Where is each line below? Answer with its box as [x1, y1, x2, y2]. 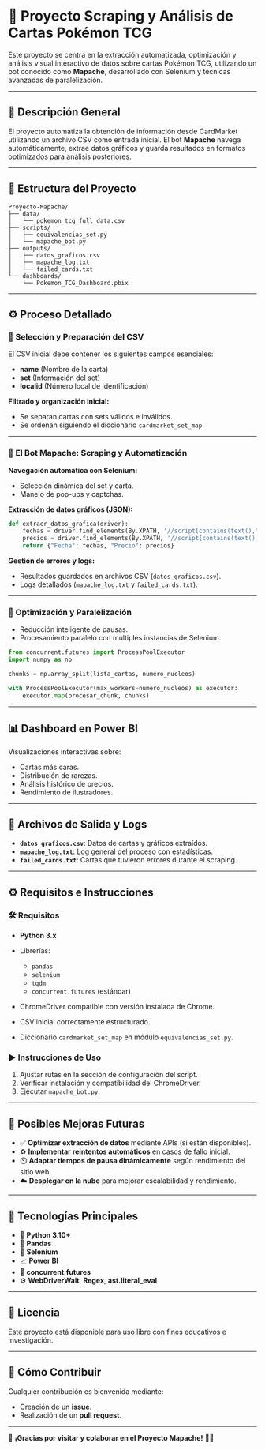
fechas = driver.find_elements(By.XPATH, [22, 527, 160, 535]
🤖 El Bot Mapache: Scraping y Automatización [8, 448, 188, 459]
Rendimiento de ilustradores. [19, 787, 114, 797]
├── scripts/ [8, 224, 51, 231]
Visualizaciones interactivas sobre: [8, 746, 121, 757]
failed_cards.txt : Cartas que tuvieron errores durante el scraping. [19, 855, 237, 865]
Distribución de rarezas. [19, 770, 98, 780]
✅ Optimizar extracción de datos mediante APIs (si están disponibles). [19, 1138, 252, 1148]
